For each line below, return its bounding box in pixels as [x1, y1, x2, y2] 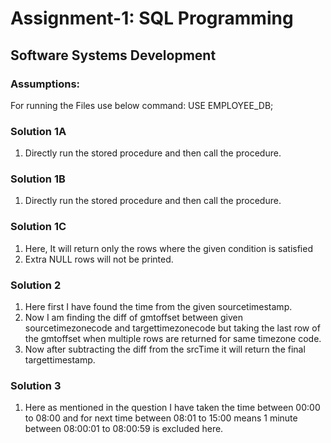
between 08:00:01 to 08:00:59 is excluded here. [24, 423, 224, 435]
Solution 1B [10, 172, 66, 186]
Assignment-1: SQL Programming [10, 7, 294, 30]
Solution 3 [10, 378, 62, 392]
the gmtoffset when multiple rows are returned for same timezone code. [24, 333, 322, 345]
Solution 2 [10, 278, 62, 292]
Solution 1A [10, 124, 67, 138]
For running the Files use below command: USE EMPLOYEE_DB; [10, 99, 274, 111]
